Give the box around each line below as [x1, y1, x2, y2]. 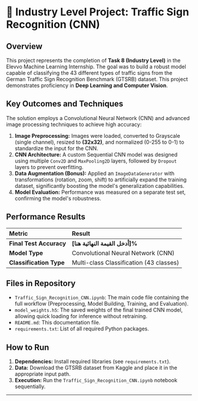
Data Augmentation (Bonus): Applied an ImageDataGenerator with [14, 170, 175, 177]
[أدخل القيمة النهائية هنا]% [71, 239, 138, 247]
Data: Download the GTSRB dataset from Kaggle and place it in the [14, 364, 178, 372]
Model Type [9, 248, 43, 257]
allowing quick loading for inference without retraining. [14, 313, 147, 320]
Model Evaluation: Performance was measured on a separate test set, [14, 188, 186, 195]
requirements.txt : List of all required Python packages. [14, 325, 149, 332]
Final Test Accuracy [9, 239, 67, 247]
